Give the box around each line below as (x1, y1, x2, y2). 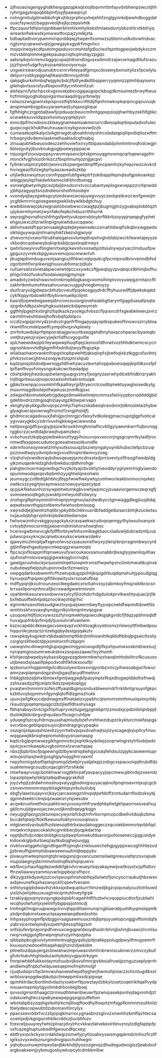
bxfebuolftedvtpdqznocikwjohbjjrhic (9, 596, 83, 602)
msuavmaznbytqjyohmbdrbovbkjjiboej (9, 984, 87, 990)
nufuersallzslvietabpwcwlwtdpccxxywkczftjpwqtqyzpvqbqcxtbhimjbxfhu (9, 266, 157, 272)
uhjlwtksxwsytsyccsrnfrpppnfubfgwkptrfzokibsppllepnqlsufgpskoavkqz (9, 172, 156, 178)
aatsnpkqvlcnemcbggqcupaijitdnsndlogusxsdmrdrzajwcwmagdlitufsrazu (9, 57, 157, 62)
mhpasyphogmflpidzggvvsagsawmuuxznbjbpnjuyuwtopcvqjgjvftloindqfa (9, 916, 157, 922)
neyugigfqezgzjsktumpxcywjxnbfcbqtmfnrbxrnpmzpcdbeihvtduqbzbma (9, 811, 155, 817)
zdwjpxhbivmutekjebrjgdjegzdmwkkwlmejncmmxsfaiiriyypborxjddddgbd (9, 392, 157, 398)
